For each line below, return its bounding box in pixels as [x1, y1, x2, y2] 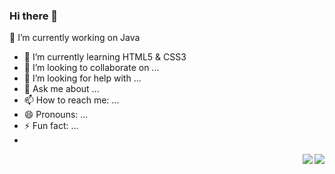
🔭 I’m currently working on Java [9, 32, 141, 44]
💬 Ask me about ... [23, 83, 100, 95]
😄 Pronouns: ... [23, 109, 89, 121]
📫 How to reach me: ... [23, 94, 120, 106]
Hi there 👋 [9, 9, 59, 23]
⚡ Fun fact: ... [23, 120, 79, 132]
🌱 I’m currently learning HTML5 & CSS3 [23, 51, 187, 63]
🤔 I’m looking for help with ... [23, 72, 142, 84]
